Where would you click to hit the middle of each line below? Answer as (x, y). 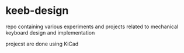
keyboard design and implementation (50, 32)
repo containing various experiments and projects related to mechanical (92, 26)
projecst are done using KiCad (42, 44)
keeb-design (37, 11)
